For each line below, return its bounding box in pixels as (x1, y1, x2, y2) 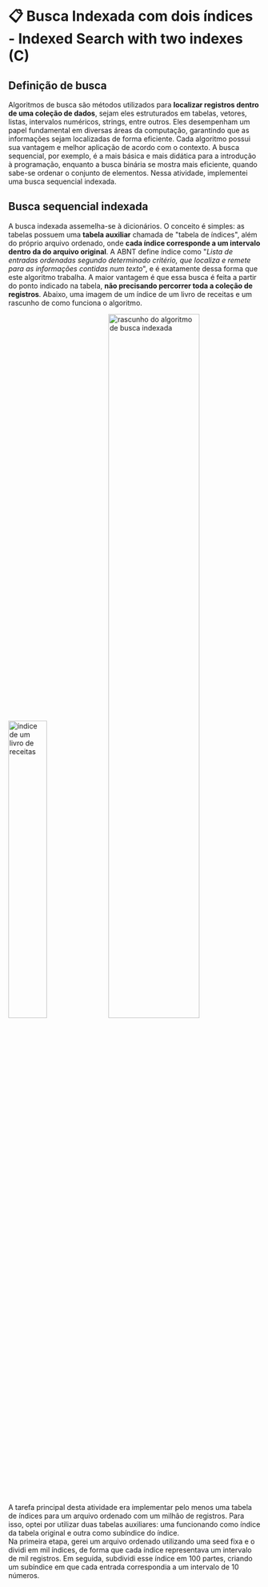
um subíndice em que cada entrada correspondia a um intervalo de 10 (8, 1562, 239, 1572)
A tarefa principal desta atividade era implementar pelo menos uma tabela (8, 1502, 252, 1512)
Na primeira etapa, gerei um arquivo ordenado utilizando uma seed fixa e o (8, 1536, 255, 1546)
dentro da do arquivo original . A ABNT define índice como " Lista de (8, 246, 234, 256)
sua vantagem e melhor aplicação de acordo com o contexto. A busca (8, 143, 240, 152)
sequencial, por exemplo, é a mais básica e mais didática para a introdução (8, 151, 257, 160)
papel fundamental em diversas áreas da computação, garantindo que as (8, 126, 250, 135)
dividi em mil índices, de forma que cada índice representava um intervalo (8, 1544, 252, 1554)
